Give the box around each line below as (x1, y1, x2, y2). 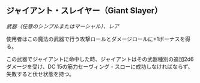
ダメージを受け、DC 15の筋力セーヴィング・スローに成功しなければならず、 (6, 63, 193, 70)
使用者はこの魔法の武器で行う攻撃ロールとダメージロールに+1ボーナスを (6, 35, 186, 42)
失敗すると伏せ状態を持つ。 (6, 70, 75, 78)
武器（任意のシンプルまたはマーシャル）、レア (6, 23, 120, 30)
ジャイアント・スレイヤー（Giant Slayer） (6, 5, 163, 16)
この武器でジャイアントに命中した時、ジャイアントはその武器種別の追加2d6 (6, 56, 194, 63)
